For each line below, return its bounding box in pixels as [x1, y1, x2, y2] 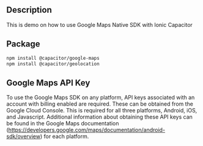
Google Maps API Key [6, 78, 90, 88]
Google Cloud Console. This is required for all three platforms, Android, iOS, [6, 107, 197, 114]
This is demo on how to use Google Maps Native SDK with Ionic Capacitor [6, 21, 193, 28]
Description [6, 5, 52, 15]
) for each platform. [40, 133, 89, 140]
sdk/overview [6, 133, 41, 140]
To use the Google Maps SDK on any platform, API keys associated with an [6, 94, 195, 101]
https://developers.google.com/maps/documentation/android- [8, 126, 166, 134]
